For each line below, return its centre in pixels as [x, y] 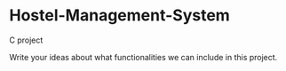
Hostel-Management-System [120, 16]
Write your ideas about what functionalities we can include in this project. [143, 57]
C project [26, 40]
